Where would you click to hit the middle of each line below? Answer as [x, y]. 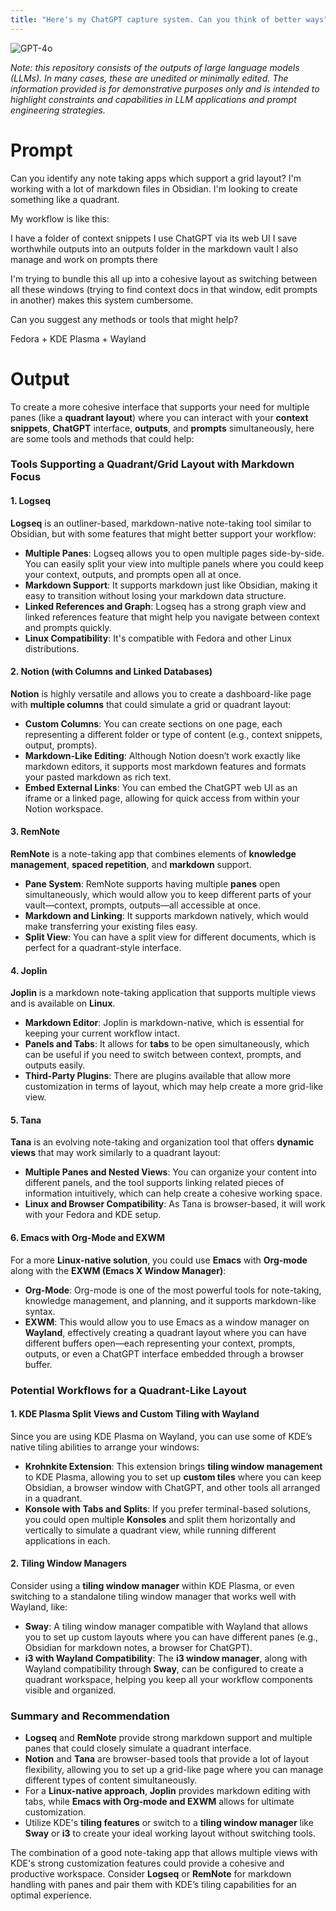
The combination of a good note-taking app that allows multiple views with [164, 1853]
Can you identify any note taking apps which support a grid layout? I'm [156, 178]
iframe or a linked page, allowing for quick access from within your [162, 798]
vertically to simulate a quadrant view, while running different [150, 1530]
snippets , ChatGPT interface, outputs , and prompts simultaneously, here [162, 428]
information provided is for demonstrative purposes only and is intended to [165, 88]
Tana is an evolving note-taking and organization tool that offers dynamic [162, 1142]
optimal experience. [51, 1895]
